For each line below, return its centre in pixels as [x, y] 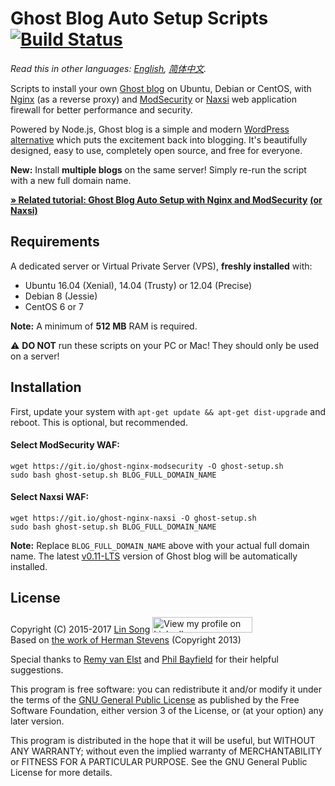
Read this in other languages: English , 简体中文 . [108, 68]
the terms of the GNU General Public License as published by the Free [155, 699]
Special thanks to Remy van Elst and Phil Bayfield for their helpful [144, 659]
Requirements [55, 242]
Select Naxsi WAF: [50, 497]
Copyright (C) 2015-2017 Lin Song [80, 629]
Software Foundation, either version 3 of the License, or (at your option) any [167, 710]
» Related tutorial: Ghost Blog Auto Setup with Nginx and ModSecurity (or [166, 199]
